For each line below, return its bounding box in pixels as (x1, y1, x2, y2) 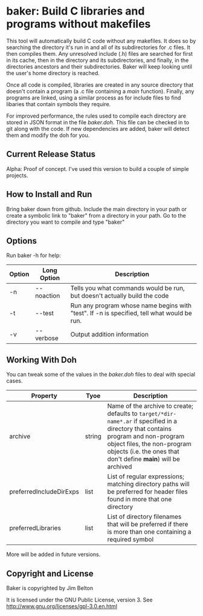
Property (31, 392, 57, 400)
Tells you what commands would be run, (70, 284, 185, 292)
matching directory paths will (107, 480, 190, 489)
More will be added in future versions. (6, 551, 101, 558)
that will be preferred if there (107, 520, 188, 529)
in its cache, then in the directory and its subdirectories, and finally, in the (6, 56, 189, 64)
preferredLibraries (9, 524, 62, 532)
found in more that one (107, 495, 172, 504)
